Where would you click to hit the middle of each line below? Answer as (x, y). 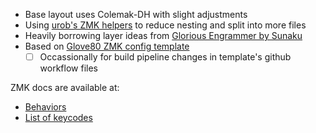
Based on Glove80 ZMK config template (107, 46)
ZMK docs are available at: (65, 88)
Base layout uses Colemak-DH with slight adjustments (136, 14)
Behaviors (45, 107)
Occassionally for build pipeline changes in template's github (165, 57)
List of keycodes (58, 118)
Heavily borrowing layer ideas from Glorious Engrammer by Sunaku (163, 35)
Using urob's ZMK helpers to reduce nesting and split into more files (165, 25)
